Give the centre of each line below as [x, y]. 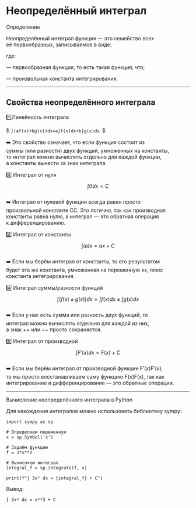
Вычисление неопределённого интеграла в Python [69, 400]
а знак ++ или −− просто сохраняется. [54, 329]
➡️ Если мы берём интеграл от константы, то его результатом [83, 261]
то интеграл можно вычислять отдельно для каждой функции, [84, 157]
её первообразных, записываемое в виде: [59, 44]
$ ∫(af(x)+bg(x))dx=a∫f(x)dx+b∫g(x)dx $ [56, 131]
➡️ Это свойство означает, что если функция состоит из [75, 142]
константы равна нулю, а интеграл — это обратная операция [83, 216]
